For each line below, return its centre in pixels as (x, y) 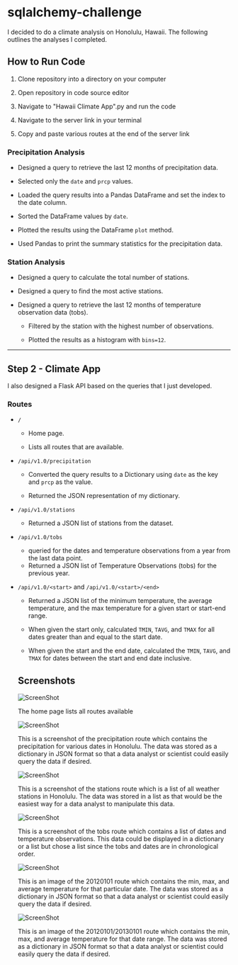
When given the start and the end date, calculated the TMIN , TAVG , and (129, 651)
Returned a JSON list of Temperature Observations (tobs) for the (123, 566)
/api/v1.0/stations (46, 510)
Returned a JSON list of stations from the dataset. (101, 523)
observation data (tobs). (53, 312)
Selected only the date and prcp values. (75, 181)
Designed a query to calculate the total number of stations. (103, 278)
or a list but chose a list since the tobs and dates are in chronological (118, 847)
